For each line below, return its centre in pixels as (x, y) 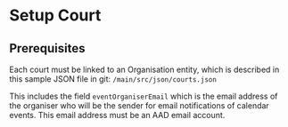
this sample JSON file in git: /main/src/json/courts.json (113, 79)
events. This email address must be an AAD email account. (117, 115)
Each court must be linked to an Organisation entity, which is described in (144, 69)
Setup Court (55, 16)
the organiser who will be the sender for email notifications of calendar (139, 106)
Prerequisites (47, 48)
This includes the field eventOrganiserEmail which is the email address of (144, 96)
